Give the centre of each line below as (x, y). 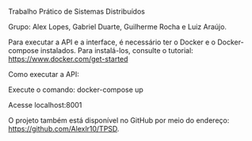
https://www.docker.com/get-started (68, 59)
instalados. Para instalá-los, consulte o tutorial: (117, 50)
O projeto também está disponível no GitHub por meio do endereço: (119, 120)
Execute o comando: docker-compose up (76, 90)
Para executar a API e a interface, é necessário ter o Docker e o (112, 42)
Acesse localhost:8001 (45, 105)
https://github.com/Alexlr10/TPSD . (64, 129)
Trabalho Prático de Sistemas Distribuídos (76, 11)
